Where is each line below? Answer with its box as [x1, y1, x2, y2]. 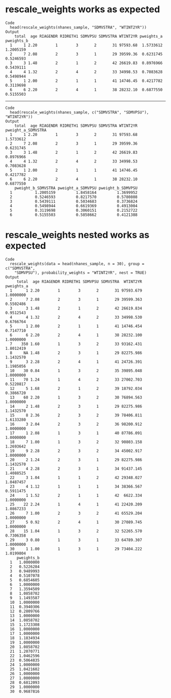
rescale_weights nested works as [5, 229, 150, 241]
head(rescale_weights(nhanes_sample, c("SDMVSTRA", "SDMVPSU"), [10, 109, 149, 115]
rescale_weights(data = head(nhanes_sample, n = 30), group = [10, 261, 145, 266]
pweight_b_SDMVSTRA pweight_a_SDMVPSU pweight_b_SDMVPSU [14, 185, 138, 190]
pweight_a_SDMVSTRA [5, 127, 47, 133]
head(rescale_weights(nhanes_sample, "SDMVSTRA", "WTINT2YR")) [10, 24, 147, 30]
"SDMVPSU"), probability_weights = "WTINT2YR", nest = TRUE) [14, 270, 147, 275]
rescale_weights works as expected [5, 4, 160, 15]
